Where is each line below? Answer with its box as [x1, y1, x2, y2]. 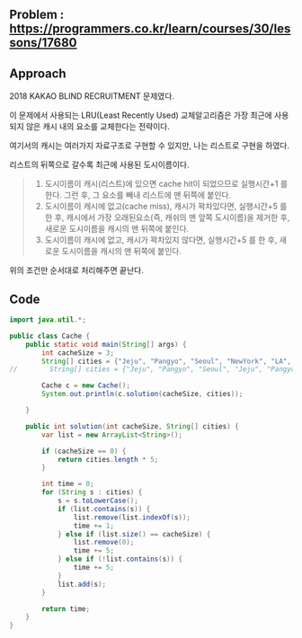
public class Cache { [9, 332, 91, 341]
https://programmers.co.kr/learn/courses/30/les [9, 22, 291, 37]
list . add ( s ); [57, 580, 106, 589]
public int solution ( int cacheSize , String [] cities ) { [25, 421, 240, 430]
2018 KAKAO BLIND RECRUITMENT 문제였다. [9, 91, 175, 102]
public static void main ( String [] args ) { [25, 340, 187, 349]
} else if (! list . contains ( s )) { [57, 554, 182, 564]
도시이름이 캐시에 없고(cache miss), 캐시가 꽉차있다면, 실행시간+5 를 [44, 201, 288, 212]
